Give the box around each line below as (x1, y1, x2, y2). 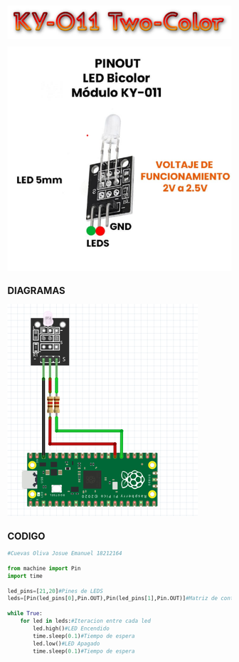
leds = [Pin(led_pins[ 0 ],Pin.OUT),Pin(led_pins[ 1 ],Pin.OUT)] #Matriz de (7, 595, 218, 602)
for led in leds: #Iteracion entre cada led (20, 618, 152, 625)
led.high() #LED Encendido (33, 625, 110, 632)
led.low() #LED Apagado (33, 640, 100, 647)
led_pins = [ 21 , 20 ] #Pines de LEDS (7, 587, 103, 594)
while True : (7, 610, 43, 617)
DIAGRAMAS (7, 284, 65, 297)
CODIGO (7, 530, 46, 542)
